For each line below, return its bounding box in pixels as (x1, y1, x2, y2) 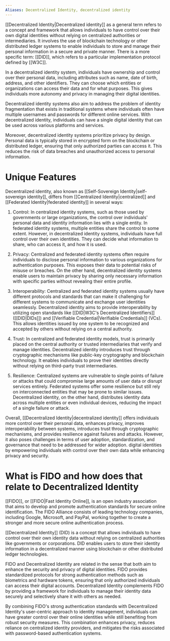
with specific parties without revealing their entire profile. (12, 278, 132, 284)
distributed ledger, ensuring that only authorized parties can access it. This (5, 143, 162, 149)
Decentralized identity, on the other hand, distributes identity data (12, 394, 151, 400)
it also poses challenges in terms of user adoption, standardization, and (5, 436, 155, 442)
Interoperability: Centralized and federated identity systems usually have (12, 288, 165, 294)
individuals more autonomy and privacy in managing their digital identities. (5, 90, 161, 97)
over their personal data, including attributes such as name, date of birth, (5, 74, 158, 80)
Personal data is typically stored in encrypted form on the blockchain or (5, 137, 155, 143)
